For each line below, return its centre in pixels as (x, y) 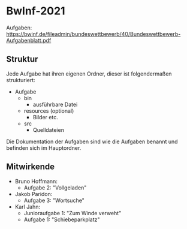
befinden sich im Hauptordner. (44, 147)
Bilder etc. (45, 117)
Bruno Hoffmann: (36, 181)
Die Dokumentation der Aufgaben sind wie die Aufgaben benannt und (92, 141)
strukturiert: (21, 80)
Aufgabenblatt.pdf (29, 40)
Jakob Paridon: (34, 194)
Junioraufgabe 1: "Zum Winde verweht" (73, 213)
